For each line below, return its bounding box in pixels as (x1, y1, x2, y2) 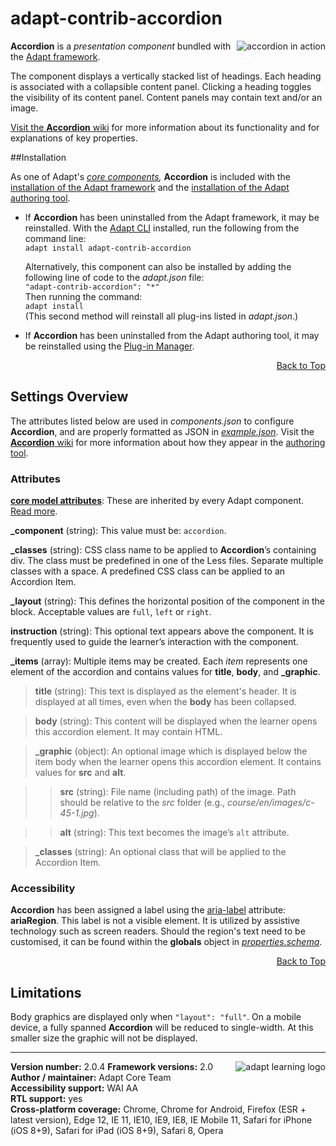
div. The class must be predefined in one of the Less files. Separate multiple (10, 555, 324, 567)
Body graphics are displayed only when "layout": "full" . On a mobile (10, 1011, 302, 1023)
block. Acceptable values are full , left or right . (10, 606, 212, 618)
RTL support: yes (10, 1093, 83, 1105)
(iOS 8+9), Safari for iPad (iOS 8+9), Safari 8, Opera (10, 1125, 224, 1137)
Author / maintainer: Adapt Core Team (10, 1072, 172, 1084)
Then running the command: (24, 290, 143, 302)
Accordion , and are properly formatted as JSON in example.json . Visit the (10, 425, 315, 437)
